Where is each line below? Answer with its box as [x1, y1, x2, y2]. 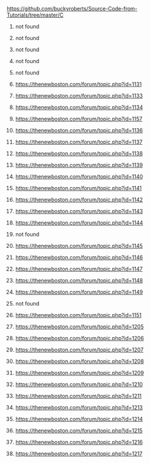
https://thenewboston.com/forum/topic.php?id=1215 [15, 427, 143, 434]
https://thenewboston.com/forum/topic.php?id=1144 [15, 219, 143, 226]
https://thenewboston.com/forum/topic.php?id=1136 [15, 127, 143, 133]
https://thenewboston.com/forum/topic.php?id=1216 [15, 439, 143, 446]
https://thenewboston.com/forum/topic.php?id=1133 [15, 92, 143, 99]
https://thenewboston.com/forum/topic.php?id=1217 [15, 450, 143, 457]
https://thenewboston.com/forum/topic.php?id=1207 [15, 346, 144, 353]
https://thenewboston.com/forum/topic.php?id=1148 [15, 277, 143, 284]
